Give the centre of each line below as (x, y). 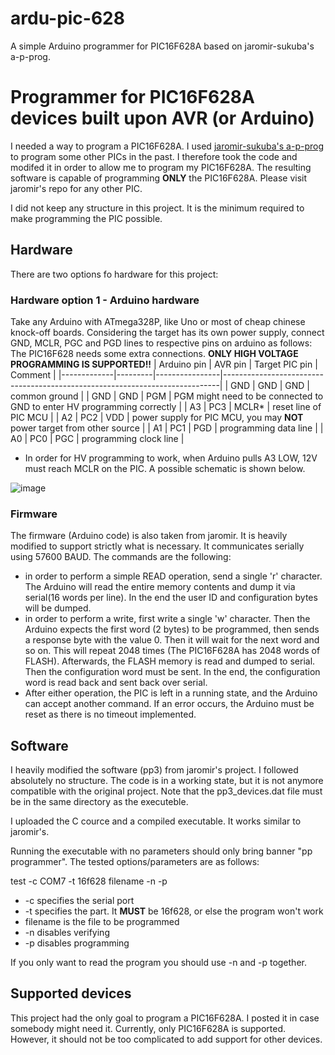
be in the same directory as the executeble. (99, 802)
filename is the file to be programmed (102, 922)
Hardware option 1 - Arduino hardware (105, 300)
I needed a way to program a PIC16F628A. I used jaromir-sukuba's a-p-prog (167, 146)
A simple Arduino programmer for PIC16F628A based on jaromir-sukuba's (162, 46)
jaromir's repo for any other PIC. (76, 188)
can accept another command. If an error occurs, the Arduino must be (169, 704)
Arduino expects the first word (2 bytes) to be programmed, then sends (172, 629)
